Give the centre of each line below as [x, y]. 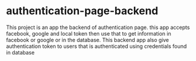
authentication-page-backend [82, 11]
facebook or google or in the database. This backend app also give [88, 40]
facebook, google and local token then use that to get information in [89, 33]
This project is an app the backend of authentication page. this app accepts [98, 27]
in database [20, 52]
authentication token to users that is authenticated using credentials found [97, 46]
